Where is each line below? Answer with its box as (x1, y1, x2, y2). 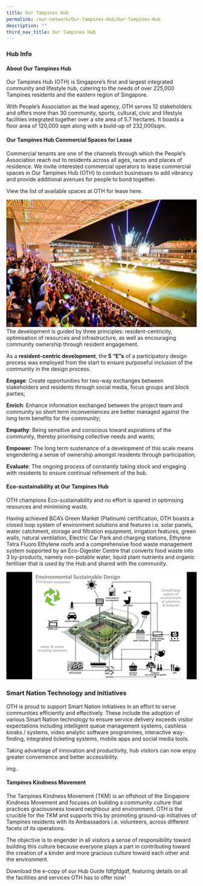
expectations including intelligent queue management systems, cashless (6, 722, 187, 729)
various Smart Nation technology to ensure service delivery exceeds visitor (6, 715, 193, 723)
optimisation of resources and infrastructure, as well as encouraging (6, 334, 176, 341)
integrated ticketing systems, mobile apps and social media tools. (26, 735, 189, 742)
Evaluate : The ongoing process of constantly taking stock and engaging (6, 462, 186, 470)
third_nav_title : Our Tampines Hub (6, 29, 96, 35)
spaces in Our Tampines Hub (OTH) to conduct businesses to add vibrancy (6, 169, 193, 176)
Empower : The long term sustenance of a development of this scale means (6, 444, 194, 451)
